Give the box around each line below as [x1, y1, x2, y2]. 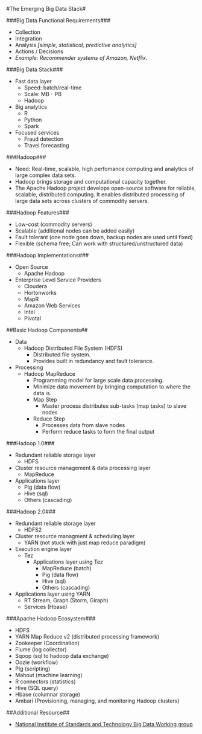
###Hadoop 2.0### [6, 508, 56, 515]
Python [24, 116, 42, 123]
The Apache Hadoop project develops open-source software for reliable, [14, 184, 197, 192]
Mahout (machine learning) [14, 672, 83, 678]
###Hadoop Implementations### [6, 252, 89, 259]
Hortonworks [24, 289, 57, 296]
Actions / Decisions [14, 48, 63, 55]
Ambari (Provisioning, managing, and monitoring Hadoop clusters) [14, 697, 180, 704]
